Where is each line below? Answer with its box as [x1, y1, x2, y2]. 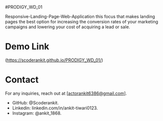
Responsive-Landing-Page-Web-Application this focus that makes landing [5, 14, 156, 19]
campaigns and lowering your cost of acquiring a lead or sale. [5, 24, 130, 30]
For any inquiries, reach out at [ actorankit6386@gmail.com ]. [5, 90, 127, 96]
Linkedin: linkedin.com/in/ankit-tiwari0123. [12, 105, 98, 111]
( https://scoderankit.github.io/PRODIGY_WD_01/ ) [5, 57, 104, 63]
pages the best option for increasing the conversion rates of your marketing [5, 19, 159, 24]
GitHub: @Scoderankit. [12, 100, 59, 105]
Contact [5, 74, 39, 85]
